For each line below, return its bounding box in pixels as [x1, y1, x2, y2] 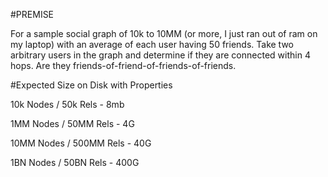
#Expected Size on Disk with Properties [10, 79, 173, 91]
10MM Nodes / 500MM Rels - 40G [10, 137, 152, 149]
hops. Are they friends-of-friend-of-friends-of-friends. [10, 60, 237, 71]
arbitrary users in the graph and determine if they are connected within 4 [10, 49, 311, 61]
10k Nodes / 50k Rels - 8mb [10, 99, 125, 110]
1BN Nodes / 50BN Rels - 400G [10, 157, 140, 168]
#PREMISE [10, 9, 55, 20]
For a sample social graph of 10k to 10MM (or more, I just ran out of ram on [10, 28, 318, 39]
